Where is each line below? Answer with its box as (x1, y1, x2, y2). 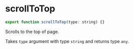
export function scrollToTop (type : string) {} (5, 19, 105, 24)
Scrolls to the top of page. (5, 28, 59, 34)
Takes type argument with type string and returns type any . (5, 38, 129, 44)
